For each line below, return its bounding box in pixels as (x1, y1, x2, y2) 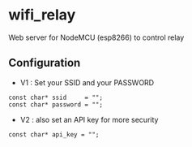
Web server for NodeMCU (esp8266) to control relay (8, 32, 185, 42)
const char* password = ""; (8, 100, 104, 109)
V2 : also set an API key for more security (19, 115, 159, 124)
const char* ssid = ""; (8, 93, 104, 102)
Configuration (8, 56, 81, 70)
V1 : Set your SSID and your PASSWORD (19, 77, 155, 87)
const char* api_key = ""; (8, 130, 100, 139)
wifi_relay (8, 6, 76, 24)
